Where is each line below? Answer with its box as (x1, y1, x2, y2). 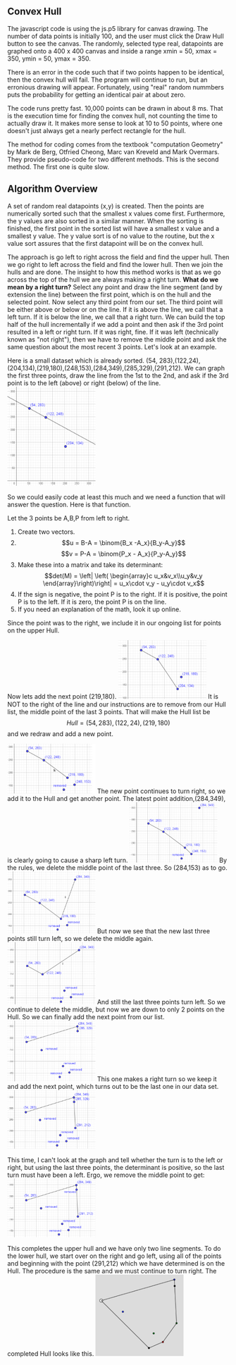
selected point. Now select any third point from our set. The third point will (7, 297, 223, 306)
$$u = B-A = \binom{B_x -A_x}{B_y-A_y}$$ (61, 539, 186, 547)
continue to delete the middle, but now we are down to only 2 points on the (7, 1005, 225, 1014)
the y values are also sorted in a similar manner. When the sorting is (7, 216, 204, 225)
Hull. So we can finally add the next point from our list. (7, 1013, 165, 1021)
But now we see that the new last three (97, 927, 210, 935)
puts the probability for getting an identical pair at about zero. (7, 90, 186, 99)
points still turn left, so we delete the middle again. (7, 935, 154, 943)
